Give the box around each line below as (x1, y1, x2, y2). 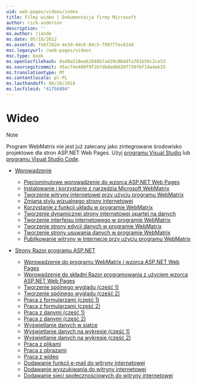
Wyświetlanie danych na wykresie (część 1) (23, 327, 131, 334)
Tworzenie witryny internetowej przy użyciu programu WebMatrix (23, 191, 184, 198)
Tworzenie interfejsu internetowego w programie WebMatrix (23, 216, 171, 223)
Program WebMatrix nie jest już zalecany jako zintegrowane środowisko (6, 143, 182, 150)
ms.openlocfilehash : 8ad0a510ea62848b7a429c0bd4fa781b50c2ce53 (6, 58, 166, 64)
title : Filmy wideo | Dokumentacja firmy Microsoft (6, 14, 136, 20)
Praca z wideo (23, 353, 59, 360)
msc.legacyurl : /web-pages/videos (6, 48, 92, 53)
